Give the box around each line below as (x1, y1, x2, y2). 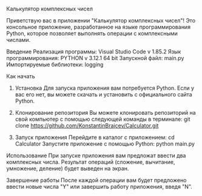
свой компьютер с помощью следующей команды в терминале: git (15, 115, 190, 123)
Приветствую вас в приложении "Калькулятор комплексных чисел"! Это (6, 17, 196, 24)
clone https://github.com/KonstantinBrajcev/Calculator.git (15, 122, 159, 129)
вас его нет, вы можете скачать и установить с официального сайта (15, 91, 192, 98)
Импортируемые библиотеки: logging (6, 61, 104, 68)
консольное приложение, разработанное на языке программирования (6, 24, 191, 30)
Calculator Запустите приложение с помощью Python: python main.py (15, 140, 195, 147)
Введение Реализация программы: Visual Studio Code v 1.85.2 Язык (6, 48, 181, 55)
